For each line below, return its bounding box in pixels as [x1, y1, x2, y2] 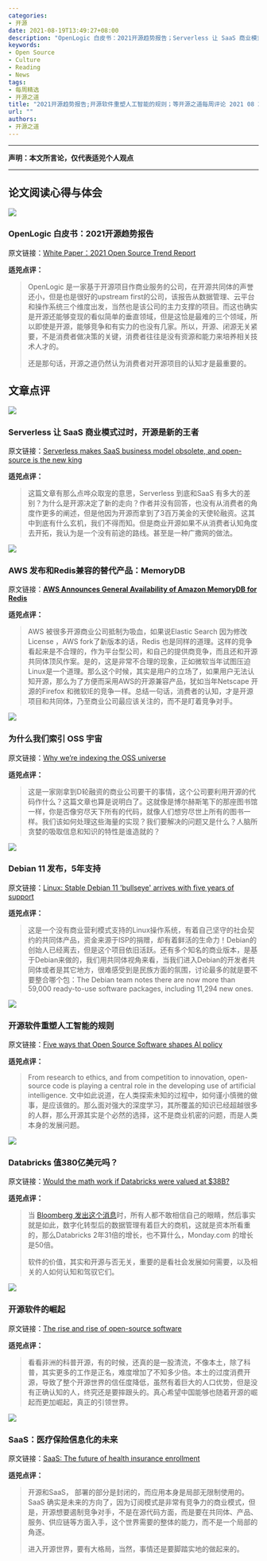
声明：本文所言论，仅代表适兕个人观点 [8, 153, 133, 162]
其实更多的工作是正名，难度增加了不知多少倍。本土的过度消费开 [41, 1367, 251, 1377]
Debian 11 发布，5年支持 [8, 863, 102, 874]
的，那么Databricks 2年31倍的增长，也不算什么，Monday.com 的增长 [27, 1231, 253, 1240]
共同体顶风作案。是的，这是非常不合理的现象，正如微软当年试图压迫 [27, 657, 251, 666]
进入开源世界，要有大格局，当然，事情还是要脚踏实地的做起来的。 [27, 1544, 244, 1554]
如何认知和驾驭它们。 [48, 1267, 119, 1277]
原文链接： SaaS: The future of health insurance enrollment [8, 1454, 200, 1463]
